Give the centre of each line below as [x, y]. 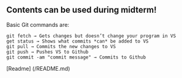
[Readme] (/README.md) [38, 68]
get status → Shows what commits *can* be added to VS [78, 41]
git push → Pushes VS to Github [47, 52]
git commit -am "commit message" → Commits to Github [76, 57]
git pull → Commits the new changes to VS [61, 46]
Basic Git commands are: [38, 24]
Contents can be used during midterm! [82, 10]
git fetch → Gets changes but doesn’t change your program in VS [91, 36]
